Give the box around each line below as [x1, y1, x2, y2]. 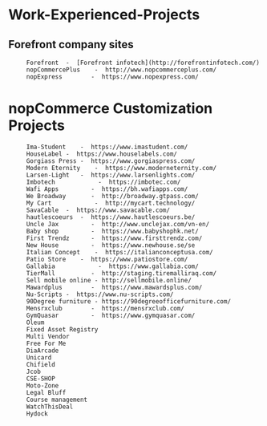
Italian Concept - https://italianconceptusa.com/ [26, 248, 214, 256]
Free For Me [26, 339, 67, 347]
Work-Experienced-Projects [8, 6, 200, 24]
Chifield [26, 360, 56, 368]
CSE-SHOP [26, 375, 56, 383]
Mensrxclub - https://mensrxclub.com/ [26, 304, 184, 312]
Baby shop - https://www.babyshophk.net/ [26, 227, 199, 235]
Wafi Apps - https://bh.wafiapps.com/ [26, 185, 188, 193]
